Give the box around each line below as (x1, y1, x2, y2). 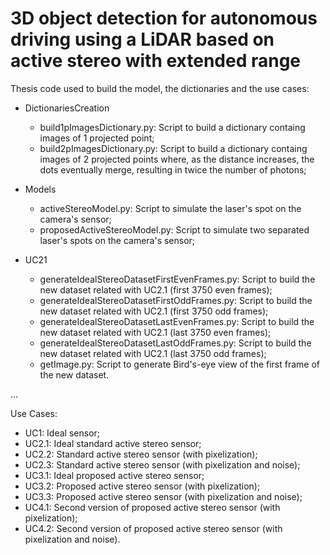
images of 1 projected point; (39, 132, 155, 144)
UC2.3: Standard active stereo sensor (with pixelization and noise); (24, 458, 301, 471)
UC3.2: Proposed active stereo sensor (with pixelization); (24, 480, 261, 492)
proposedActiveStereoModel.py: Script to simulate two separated (39, 223, 310, 236)
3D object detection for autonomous (10, 7, 318, 30)
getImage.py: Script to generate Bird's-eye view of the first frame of (39, 358, 321, 370)
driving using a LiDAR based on (10, 28, 275, 51)
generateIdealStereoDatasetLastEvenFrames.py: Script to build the (39, 315, 315, 327)
